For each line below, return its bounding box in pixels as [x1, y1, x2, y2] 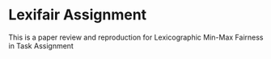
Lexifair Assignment [8, 6, 147, 24]
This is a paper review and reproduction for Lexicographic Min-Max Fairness [8, 32, 264, 42]
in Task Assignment [8, 40, 74, 50]
